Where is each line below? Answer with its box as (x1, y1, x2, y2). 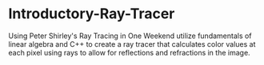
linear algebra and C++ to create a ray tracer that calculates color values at (8, 39, 256, 48)
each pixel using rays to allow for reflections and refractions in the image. (8, 48, 250, 57)
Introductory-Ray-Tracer (8, 5, 175, 23)
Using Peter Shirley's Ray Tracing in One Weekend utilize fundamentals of (8, 31, 252, 40)
